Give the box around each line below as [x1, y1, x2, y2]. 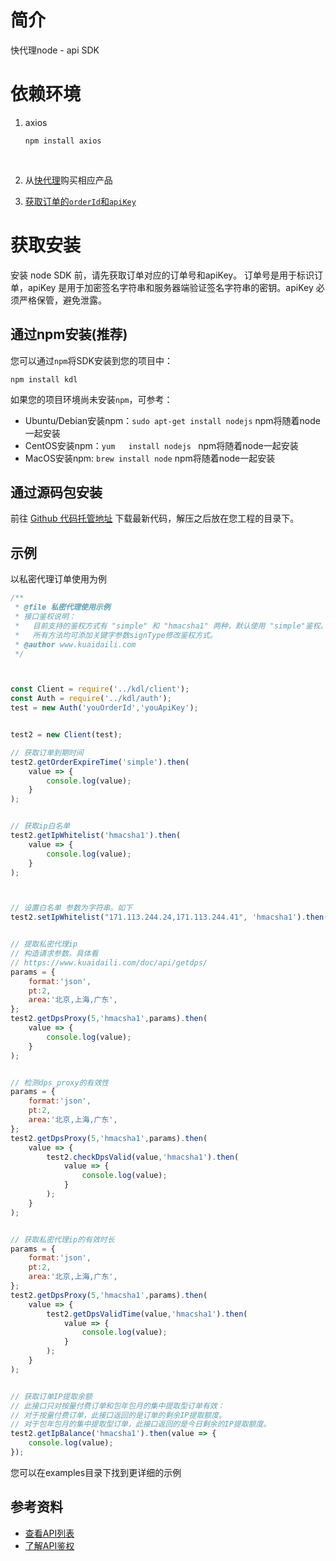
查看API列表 [24, 1527, 75, 1539]
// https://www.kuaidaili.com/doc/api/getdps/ [10, 957, 208, 968]
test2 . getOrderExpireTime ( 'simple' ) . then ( [10, 757, 190, 767]
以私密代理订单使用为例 [10, 573, 107, 585]
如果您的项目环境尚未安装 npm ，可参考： [10, 393, 173, 405]
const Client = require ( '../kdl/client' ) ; [10, 684, 190, 695]
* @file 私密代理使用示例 [14, 602, 111, 613]
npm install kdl [10, 374, 78, 385]
